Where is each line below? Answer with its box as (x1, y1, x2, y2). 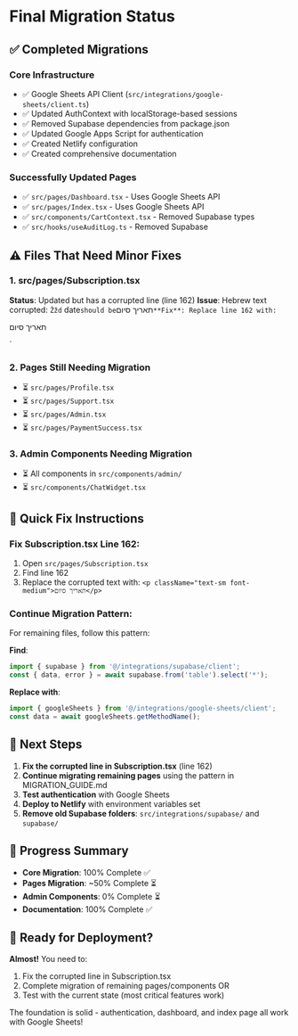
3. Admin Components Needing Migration (9, 448, 193, 460)
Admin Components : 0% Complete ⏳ (21, 891, 161, 901)
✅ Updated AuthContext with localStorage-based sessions (21, 108, 238, 119)
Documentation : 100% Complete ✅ (21, 903, 153, 915)
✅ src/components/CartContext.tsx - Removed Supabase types (21, 211, 255, 222)
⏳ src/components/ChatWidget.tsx (21, 481, 147, 492)
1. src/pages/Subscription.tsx (9, 275, 141, 287)
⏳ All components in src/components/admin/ (21, 468, 182, 479)
